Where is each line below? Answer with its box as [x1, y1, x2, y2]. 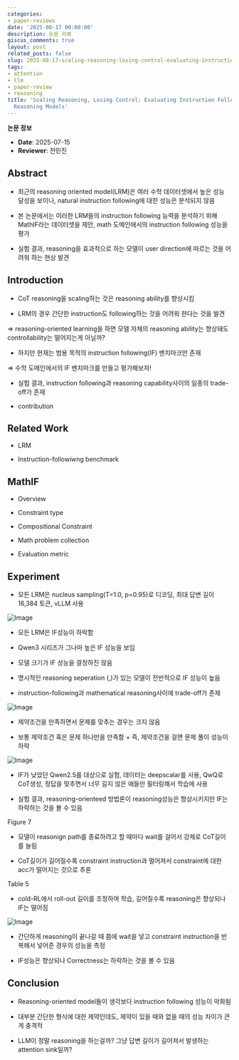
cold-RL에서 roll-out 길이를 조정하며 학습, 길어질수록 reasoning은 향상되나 [17, 894, 226, 903]
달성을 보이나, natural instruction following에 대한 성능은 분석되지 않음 [17, 196, 216, 204]
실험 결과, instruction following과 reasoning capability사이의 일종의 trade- [17, 378, 229, 387]
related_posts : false [7, 51, 72, 58]
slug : [7, 57, 23, 64]
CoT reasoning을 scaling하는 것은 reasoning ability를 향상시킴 [17, 293, 195, 303]
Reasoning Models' [14, 103, 69, 110]
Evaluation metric [17, 550, 69, 558]
